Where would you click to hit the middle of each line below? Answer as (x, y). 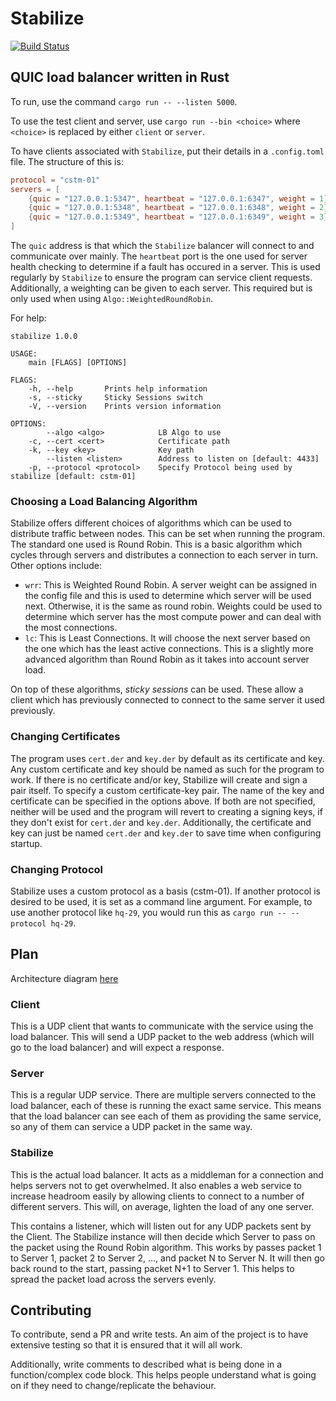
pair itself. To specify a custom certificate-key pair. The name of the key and (167, 790)
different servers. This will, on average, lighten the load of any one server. (162, 1206)
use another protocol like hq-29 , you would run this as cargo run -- (148, 912)
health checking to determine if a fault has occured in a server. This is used (165, 266)
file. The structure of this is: (67, 161)
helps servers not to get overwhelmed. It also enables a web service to (156, 1185)
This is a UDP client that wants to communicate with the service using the (162, 1026)
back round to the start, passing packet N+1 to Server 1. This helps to (152, 1268)
